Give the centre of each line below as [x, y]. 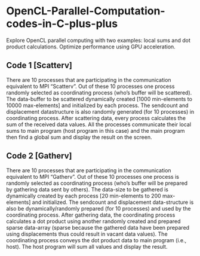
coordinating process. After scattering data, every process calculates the [96, 118]
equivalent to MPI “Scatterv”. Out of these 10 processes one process [90, 86]
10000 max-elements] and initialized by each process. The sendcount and [98, 105]
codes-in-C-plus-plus [62, 24]
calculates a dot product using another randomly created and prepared [93, 221]
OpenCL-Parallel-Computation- [86, 11]
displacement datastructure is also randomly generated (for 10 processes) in [100, 111]
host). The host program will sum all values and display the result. [87, 246]
